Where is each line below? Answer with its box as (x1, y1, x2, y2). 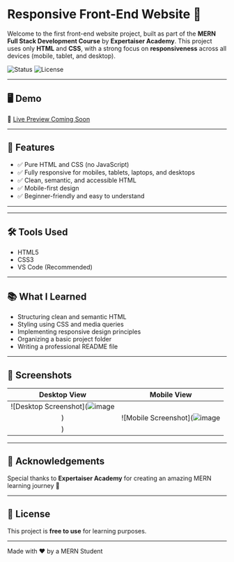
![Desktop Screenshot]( (10, 401, 88, 411)
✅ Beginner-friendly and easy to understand (17, 191, 145, 200)
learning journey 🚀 (7, 481, 61, 489)
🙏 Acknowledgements (7, 455, 105, 467)
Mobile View (149, 390, 192, 399)
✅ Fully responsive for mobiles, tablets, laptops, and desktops (17, 168, 195, 177)
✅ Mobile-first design (17, 184, 79, 192)
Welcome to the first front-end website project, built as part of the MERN (7, 29, 216, 38)
